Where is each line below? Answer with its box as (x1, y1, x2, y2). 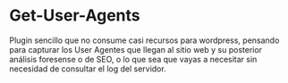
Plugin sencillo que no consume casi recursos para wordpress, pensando (9, 35, 280, 46)
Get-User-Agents (9, 5, 140, 26)
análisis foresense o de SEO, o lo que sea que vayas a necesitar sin (9, 54, 258, 64)
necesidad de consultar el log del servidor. (9, 63, 167, 74)
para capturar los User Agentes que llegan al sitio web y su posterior (9, 44, 262, 54)
